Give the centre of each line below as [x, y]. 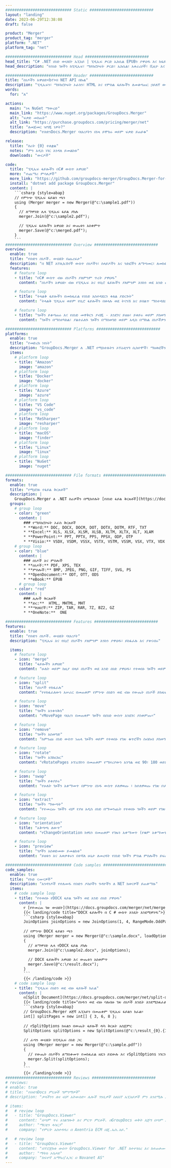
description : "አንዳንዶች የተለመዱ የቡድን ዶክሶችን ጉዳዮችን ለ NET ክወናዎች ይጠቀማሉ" [84, 884]
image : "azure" [35, 395]
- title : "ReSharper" [37, 419]
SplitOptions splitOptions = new [59, 1031]
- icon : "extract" [34, 800]
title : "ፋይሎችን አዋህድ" [41, 664]
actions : [15, 103]
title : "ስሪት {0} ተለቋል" [34, 146]
